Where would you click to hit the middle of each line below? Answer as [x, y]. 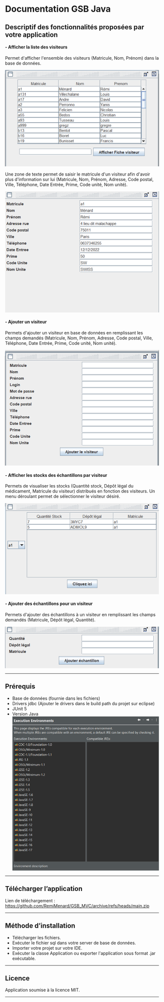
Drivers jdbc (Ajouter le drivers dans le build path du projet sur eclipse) [83, 703]
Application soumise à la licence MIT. [42, 990]
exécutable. [24, 958]
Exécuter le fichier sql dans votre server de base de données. [74, 943]
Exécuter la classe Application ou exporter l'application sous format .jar [84, 953]
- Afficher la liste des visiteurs [36, 47]
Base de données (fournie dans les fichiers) [56, 698]
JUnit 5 [19, 709]
